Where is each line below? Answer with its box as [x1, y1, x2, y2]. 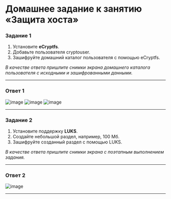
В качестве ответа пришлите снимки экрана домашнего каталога [5, 64, 151, 70]
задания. [5, 154, 25, 161]
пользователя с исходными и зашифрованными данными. [5, 70, 133, 76]
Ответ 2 [5, 172, 25, 179]
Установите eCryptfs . [12, 44, 60, 50]
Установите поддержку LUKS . [12, 128, 78, 134]
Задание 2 [5, 116, 33, 123]
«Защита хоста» [5, 14, 79, 26]
